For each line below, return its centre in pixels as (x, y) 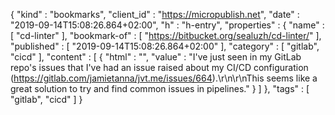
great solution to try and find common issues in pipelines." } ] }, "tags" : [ (160, 88)
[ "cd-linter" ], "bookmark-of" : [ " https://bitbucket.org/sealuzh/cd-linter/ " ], (166, 35)
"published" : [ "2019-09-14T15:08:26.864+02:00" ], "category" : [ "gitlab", (165, 46)
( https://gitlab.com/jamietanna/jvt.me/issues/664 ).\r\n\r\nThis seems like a (164, 78)
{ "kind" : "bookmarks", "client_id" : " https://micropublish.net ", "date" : (155, 14)
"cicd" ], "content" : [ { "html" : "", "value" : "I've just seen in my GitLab (156, 57)
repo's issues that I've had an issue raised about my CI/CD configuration (159, 67)
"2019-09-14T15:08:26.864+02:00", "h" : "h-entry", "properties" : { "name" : (167, 25)
